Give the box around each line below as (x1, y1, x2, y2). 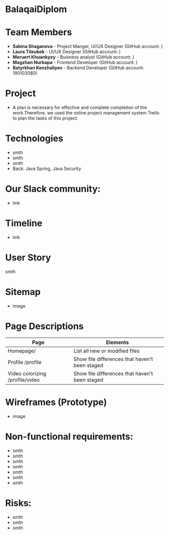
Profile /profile (8, 359, 42, 366)
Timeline (5, 218, 43, 229)
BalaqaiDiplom (5, 4, 67, 15)
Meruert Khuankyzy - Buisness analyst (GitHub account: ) (12, 54, 134, 60)
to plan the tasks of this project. (12, 115, 78, 122)
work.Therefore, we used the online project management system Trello (12, 110, 159, 116)
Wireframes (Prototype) (5, 396, 107, 408)
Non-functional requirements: (5, 431, 133, 442)
